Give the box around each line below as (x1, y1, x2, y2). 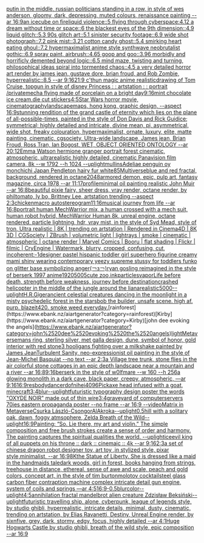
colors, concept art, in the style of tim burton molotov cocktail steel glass (6, 472, 186, 479)
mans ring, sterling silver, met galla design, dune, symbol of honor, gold (17, 336, 196, 343)
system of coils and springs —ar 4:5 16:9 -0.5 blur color (6, 485, 140, 492)
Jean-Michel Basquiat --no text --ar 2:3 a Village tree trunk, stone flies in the (6, 356, 197, 363)
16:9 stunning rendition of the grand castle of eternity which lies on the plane (6, 109, 197, 116)
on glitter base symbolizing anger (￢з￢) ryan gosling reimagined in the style (6, 265, 197, 271)
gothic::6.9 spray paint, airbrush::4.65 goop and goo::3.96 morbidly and (6, 51, 186, 57)
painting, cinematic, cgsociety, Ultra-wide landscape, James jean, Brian (6, 135, 186, 142)
